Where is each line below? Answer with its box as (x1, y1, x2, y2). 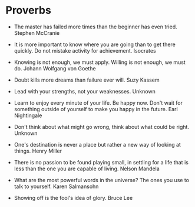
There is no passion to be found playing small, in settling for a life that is (14, 159, 189, 166)
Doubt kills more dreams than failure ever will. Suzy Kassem (14, 76, 160, 83)
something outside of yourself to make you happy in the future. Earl (14, 105, 178, 112)
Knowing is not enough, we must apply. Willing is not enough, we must (14, 59, 186, 66)
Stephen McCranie (14, 29, 60, 36)
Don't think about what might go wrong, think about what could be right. (14, 123, 190, 130)
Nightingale (14, 112, 42, 119)
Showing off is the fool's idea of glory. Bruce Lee (14, 194, 133, 201)
